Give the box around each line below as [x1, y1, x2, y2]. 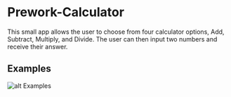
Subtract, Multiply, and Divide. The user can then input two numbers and [7, 34, 218, 43]
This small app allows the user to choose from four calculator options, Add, [7, 27, 225, 36]
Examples [7, 63, 51, 75]
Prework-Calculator [7, 4, 125, 20]
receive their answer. [7, 42, 68, 51]
